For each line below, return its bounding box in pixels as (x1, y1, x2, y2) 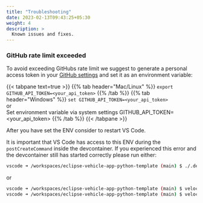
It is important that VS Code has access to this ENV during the (6, 138, 161, 146)
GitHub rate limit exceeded (6, 51, 86, 60)
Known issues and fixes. (11, 31, 74, 37)
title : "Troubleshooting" (6, 8, 71, 15)
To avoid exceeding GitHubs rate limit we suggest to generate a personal (6, 65, 187, 72)
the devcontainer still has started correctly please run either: (6, 152, 157, 159)
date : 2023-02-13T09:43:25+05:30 (6, 14, 91, 21)
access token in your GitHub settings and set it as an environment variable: (6, 71, 193, 79)
